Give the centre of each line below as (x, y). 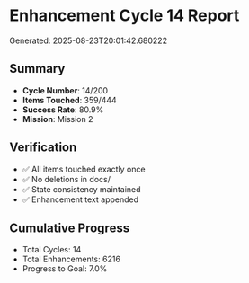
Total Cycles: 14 (52, 250)
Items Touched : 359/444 (69, 100)
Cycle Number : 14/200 (65, 90)
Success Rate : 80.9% (63, 110)
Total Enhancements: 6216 (71, 259)
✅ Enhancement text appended (80, 199)
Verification (43, 148)
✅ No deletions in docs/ (66, 179)
